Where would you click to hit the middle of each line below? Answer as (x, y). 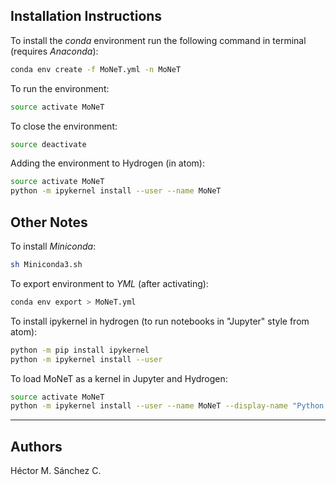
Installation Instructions (86, 16)
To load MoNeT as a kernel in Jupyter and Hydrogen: (119, 378)
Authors (36, 446)
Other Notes (49, 222)
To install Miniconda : (53, 246)
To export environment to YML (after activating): (109, 283)
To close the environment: (64, 126)
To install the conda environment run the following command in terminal (158, 40)
